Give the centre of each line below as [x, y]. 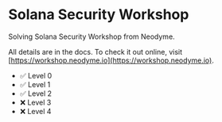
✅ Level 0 [36, 75]
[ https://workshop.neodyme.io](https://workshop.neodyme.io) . [111, 60]
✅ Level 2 [36, 93]
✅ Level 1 [35, 84]
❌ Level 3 [35, 102]
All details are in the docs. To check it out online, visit [95, 51]
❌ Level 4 [35, 111]
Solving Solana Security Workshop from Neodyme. [92, 36]
